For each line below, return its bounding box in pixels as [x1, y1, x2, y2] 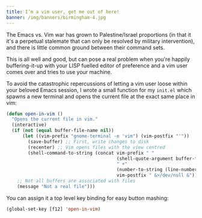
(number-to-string [116, 167, 163, 173]
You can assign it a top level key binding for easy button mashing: [6, 194, 169, 202]
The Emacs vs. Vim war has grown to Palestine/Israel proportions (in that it [6, 31, 191, 38]
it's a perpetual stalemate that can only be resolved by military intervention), [6, 37, 195, 45]
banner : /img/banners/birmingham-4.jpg [6, 14, 106, 20]
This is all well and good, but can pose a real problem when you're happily [6, 55, 191, 63]
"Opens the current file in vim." [11, 116, 98, 122]
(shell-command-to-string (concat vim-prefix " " [28, 150, 155, 156]
